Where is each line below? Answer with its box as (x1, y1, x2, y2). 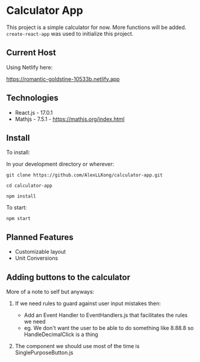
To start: (6, 204, 27, 212)
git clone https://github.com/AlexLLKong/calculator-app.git (6, 172, 163, 178)
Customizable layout (14, 248, 66, 256)
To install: (6, 149, 30, 156)
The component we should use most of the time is (14, 343, 140, 349)
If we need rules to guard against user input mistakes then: (14, 300, 161, 307)
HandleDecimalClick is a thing (23, 331, 98, 338)
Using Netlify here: (6, 63, 53, 71)
